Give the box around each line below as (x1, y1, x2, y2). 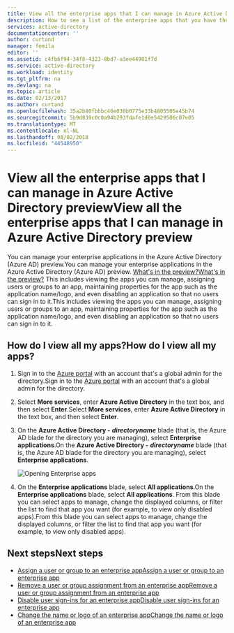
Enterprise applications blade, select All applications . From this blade (17, 490, 221, 498)
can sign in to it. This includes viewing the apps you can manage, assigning (7, 298, 221, 306)
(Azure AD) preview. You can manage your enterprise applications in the (7, 260, 212, 269)
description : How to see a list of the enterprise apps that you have (7, 17, 217, 24)
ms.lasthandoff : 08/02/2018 (7, 133, 89, 140)
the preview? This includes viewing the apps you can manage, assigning (7, 275, 215, 284)
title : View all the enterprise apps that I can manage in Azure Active (7, 10, 223, 17)
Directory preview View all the (7, 200, 182, 216)
